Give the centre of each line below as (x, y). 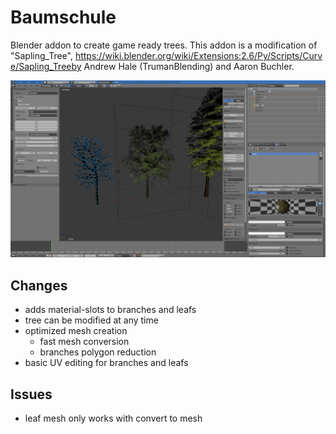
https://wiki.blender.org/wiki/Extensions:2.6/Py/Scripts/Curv (198, 55)
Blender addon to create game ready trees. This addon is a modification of (164, 45)
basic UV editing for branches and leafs (106, 363)
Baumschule (63, 17)
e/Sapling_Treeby (46, 66)
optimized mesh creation (76, 331)
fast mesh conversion (84, 342)
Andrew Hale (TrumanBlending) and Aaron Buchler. (189, 66)
